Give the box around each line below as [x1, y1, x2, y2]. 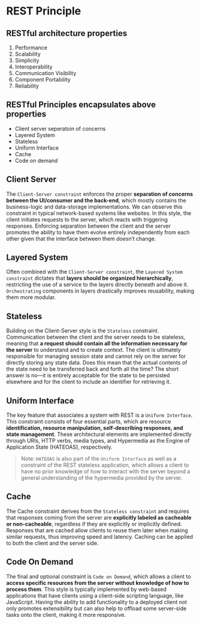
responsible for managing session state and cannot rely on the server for [6, 353, 186, 360]
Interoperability [14, 63, 53, 70]
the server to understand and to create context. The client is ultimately [6, 347, 181, 354]
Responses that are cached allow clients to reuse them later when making [6, 527, 189, 534]
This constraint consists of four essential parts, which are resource [6, 418, 171, 425]
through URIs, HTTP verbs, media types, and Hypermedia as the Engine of [6, 437, 190, 444]
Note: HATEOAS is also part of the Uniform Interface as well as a [20, 455, 177, 462]
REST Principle [6, 4, 81, 18]
